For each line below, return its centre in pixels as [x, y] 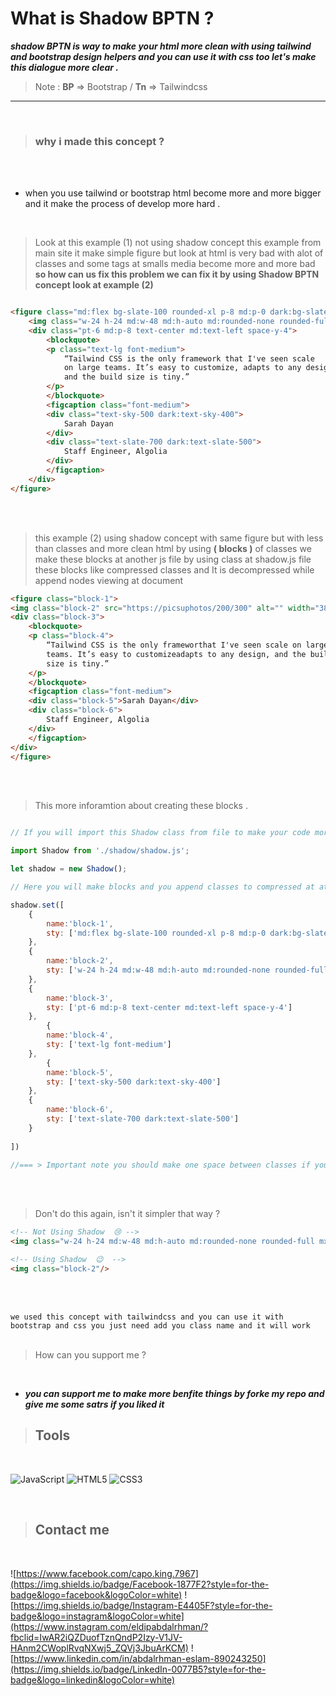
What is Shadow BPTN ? [112, 18]
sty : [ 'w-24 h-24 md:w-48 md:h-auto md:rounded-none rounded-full [187, 970]
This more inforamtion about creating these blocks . [141, 806]
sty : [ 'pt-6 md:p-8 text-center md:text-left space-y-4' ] [169, 1007]
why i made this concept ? [99, 141]
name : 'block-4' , [80, 1035]
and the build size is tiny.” [126, 377]
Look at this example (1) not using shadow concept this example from [178, 243]
